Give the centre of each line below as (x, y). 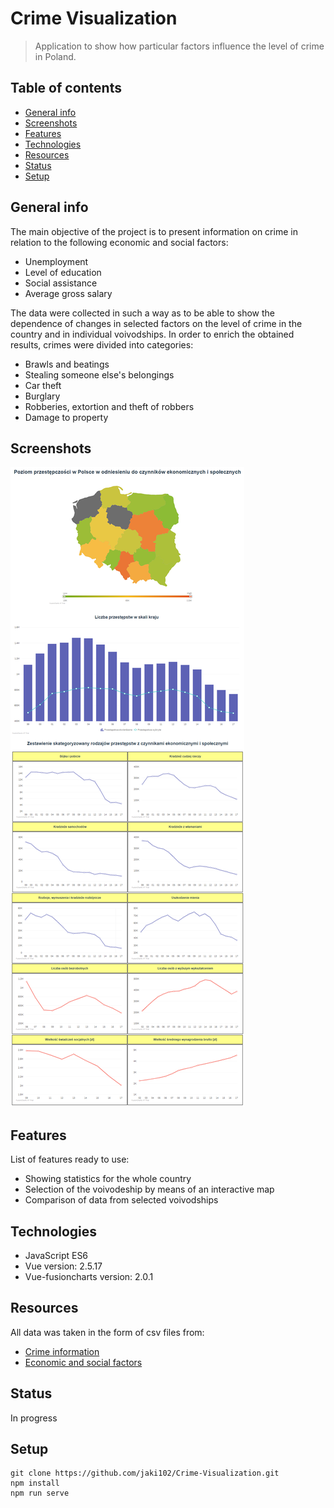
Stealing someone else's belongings (99, 374)
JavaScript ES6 (56, 1255)
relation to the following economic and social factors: (119, 242)
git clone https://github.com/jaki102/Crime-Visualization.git (145, 1473)
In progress (34, 1418)
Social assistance (61, 283)
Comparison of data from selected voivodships (121, 1200)
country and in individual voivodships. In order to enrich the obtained (152, 334)
